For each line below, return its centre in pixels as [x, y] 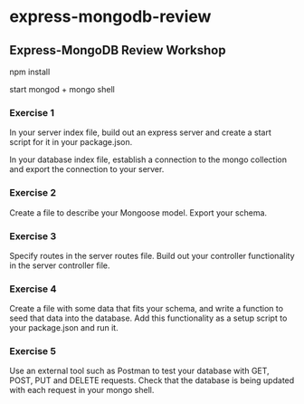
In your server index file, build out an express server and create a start [140, 132]
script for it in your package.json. [71, 142]
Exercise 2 [33, 193]
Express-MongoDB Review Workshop [118, 50]
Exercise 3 [33, 236]
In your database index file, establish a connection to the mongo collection [148, 159]
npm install [30, 72]
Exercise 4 [33, 289]
